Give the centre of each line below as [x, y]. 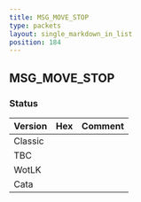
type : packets [35, 26]
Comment [102, 126]
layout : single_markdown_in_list [71, 34]
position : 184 [35, 42]
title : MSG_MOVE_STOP [49, 17]
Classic [29, 141]
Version [31, 126]
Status [23, 103]
